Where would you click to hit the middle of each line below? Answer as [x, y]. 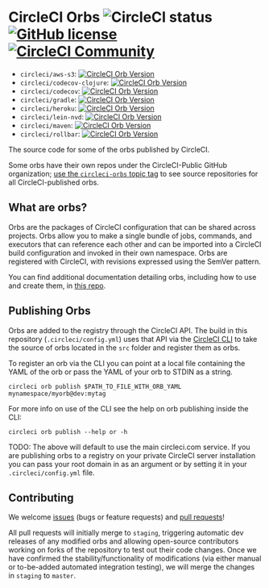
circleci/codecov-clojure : [64, 82]
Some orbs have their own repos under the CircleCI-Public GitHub [118, 165]
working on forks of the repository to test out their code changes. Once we [132, 550]
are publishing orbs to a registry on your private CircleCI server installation [132, 455]
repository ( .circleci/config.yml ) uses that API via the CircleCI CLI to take [133, 339]
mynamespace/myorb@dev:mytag [57, 394]
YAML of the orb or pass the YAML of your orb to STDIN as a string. [121, 372]
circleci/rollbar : [50, 134]
